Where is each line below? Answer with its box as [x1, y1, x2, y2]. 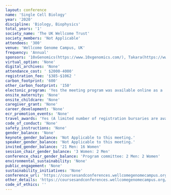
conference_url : [5, 173, 40, 178]
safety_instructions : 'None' [5, 125, 67, 131]
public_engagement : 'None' [5, 163, 63, 168]
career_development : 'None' [5, 107, 65, 112]
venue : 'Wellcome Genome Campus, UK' [5, 45, 85, 50]
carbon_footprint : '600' [5, 78, 58, 83]
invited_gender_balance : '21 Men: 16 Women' [5, 144, 101, 150]
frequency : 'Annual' [5, 50, 49, 55]
